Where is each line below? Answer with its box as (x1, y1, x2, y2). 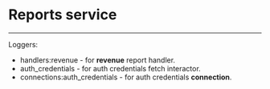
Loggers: (8, 39, 39, 49)
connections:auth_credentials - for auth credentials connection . (19, 72, 232, 82)
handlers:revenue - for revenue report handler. (19, 55, 175, 65)
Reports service (8, 6, 117, 24)
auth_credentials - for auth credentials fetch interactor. (19, 63, 201, 73)
